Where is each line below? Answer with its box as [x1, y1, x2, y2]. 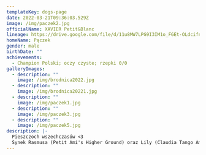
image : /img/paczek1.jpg [17, 99, 81, 106]
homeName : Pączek [6, 37, 51, 43]
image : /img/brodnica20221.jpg [17, 88, 97, 95]
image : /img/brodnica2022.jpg [17, 77, 95, 83]
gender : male [6, 43, 40, 49]
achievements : [6, 54, 43, 60]
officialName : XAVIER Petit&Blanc [6, 26, 95, 32]
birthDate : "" [6, 49, 43, 55]
